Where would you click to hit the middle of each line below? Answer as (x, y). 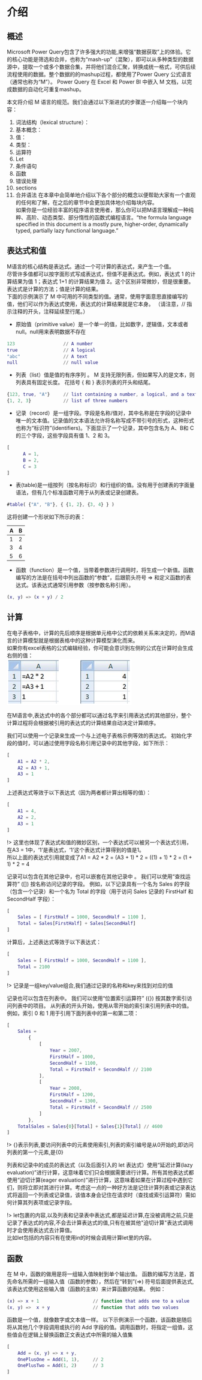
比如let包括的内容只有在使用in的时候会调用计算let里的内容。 (81, 1238)
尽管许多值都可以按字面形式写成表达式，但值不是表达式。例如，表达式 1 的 (99, 274)
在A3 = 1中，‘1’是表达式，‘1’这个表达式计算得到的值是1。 (76, 849)
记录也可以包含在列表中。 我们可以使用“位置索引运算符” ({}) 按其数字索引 (97, 998)
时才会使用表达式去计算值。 (41, 1230)
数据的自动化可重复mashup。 (48, 89)
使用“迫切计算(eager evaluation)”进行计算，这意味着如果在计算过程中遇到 (97, 1180)
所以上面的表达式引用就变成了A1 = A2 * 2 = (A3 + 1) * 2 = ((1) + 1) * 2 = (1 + (100, 857)
